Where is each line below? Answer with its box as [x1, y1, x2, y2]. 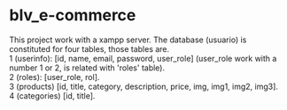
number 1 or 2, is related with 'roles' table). [9, 62, 166, 73]
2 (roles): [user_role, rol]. [9, 71, 100, 82]
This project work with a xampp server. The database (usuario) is [9, 34, 247, 45]
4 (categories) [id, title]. [9, 90, 96, 101]
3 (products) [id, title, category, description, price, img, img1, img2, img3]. [9, 81, 279, 92]
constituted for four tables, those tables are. [9, 43, 170, 54]
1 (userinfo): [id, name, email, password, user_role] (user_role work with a [9, 53, 277, 63]
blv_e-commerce [9, 5, 136, 26]
